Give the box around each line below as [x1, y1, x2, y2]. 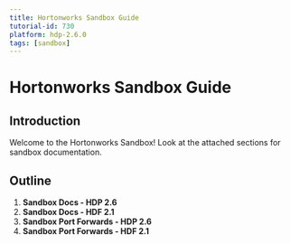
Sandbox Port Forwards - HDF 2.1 [22, 226, 149, 237]
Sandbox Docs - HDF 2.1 [22, 207, 115, 218]
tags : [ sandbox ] [9, 38, 70, 48]
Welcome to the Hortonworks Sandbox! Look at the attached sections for [9, 137, 282, 148]
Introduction [9, 113, 81, 128]
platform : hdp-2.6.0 [9, 30, 88, 39]
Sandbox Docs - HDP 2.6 [22, 197, 117, 208]
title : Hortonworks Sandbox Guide [9, 13, 140, 23]
